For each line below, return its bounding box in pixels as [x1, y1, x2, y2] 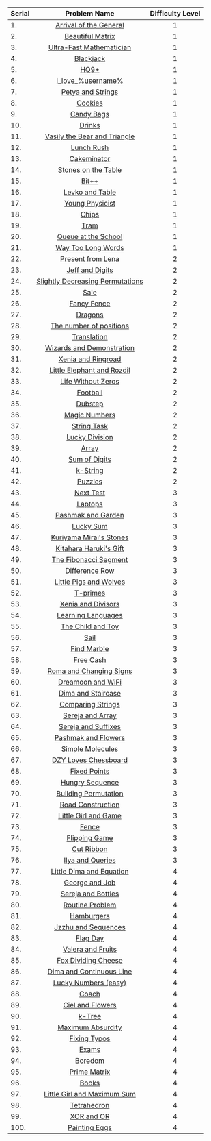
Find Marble [70, 644, 109, 653]
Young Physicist [64, 199, 116, 208]
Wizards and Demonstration [45, 343, 135, 352]
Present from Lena [60, 254, 119, 263]
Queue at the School [57, 232, 123, 241]
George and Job [64, 878, 116, 887]
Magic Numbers [64, 410, 116, 419]
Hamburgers [69, 911, 111, 920]
